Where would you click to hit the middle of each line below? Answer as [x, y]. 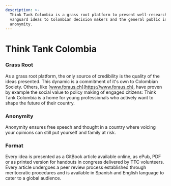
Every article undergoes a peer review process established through [76, 167]
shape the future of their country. [40, 103]
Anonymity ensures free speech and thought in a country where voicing [81, 127]
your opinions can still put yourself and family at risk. [61, 133]
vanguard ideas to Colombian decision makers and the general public [85, 19]
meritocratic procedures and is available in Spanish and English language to [85, 173]
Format [15, 145]
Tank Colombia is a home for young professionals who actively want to [79, 97]
